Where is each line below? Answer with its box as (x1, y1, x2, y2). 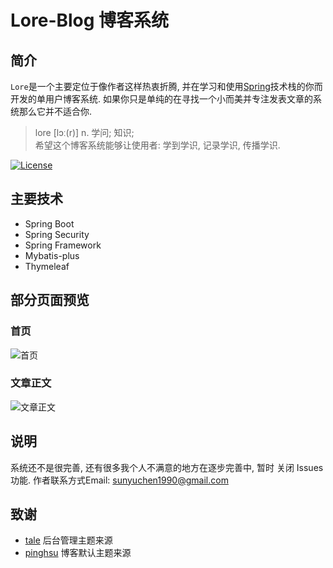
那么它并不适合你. (18, 106, 93, 117)
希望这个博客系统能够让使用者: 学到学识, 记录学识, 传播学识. (34, 139, 281, 151)
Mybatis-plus (24, 249, 80, 261)
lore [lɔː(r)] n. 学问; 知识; (34, 127, 135, 138)
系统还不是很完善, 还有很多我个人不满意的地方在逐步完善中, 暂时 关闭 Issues (10, 461, 324, 473)
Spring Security (24, 228, 90, 240)
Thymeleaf (24, 260, 70, 272)
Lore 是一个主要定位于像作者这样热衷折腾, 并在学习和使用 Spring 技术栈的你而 (10, 81, 323, 92)
